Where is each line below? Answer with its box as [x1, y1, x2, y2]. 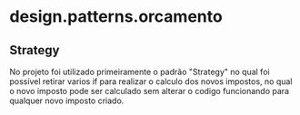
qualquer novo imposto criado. [9, 95, 125, 106]
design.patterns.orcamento [9, 6, 223, 27]
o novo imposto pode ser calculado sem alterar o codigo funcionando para [9, 86, 289, 96]
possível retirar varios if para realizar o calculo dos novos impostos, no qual [9, 76, 293, 87]
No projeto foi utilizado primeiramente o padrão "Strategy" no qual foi [9, 66, 270, 77]
